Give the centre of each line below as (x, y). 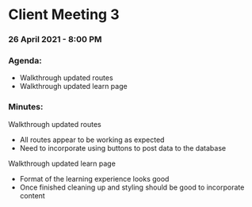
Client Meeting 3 (64, 15)
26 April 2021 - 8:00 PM (55, 40)
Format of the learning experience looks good (94, 178)
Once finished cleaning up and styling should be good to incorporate (132, 187)
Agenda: (25, 61)
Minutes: (26, 107)
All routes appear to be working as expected (92, 140)
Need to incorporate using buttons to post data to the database (123, 148)
